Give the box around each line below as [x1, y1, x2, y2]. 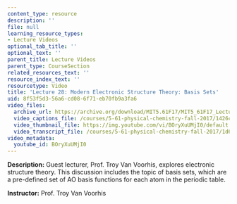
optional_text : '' [7, 50, 61, 57]
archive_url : [13, 108, 52, 115]
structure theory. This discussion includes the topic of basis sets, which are [7, 168, 227, 177]
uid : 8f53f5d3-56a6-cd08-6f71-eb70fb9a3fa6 [7, 96, 138, 103]
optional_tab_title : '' [7, 43, 78, 50]
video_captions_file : [13, 115, 78, 122]
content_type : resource [7, 10, 78, 18]
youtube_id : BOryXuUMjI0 [13, 141, 87, 148]
